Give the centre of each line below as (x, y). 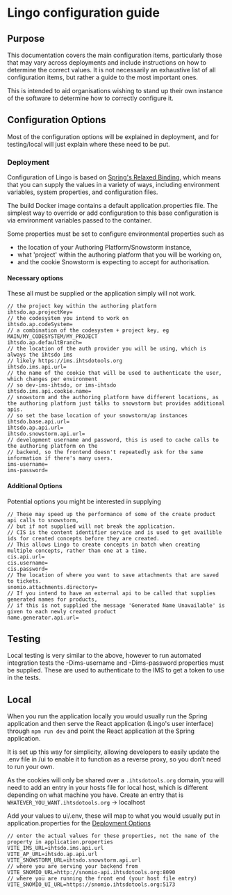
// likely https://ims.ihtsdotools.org (65, 361)
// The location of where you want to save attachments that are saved (113, 575)
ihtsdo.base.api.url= (39, 422)
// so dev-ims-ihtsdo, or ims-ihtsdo (62, 385)
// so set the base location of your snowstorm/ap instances (98, 416)
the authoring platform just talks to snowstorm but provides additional (116, 404)
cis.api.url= (26, 557)
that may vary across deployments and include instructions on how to (107, 63)
